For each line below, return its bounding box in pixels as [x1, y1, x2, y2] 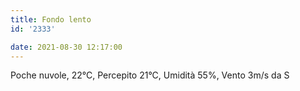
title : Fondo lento [10, 14, 92, 25]
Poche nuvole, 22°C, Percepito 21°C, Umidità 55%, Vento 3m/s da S [10, 69, 290, 81]
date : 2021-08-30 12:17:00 [10, 42, 123, 52]
